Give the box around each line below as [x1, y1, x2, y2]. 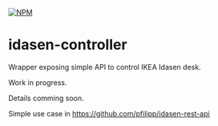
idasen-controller [8, 36, 127, 54]
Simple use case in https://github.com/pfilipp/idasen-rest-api [8, 108, 210, 118]
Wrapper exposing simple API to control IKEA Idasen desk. [8, 62, 202, 71]
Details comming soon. [8, 93, 84, 103]
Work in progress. [8, 77, 67, 87]
